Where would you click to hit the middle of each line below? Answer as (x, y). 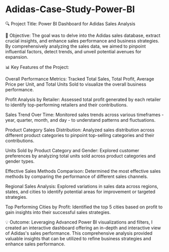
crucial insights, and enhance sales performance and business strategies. (82, 41)
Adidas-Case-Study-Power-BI (70, 9)
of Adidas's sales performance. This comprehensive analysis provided (79, 233)
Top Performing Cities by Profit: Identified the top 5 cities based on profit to (84, 207)
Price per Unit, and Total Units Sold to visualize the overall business (76, 84)
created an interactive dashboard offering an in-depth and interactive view (83, 228)
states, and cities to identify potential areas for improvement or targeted (80, 192)
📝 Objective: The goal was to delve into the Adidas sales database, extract (83, 35)
